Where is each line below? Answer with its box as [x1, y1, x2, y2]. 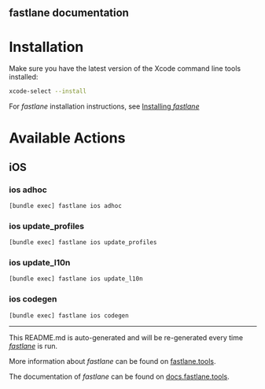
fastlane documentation [9, 6, 129, 20]
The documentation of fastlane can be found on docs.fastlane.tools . [9, 372, 230, 381]
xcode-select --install [9, 87, 87, 95]
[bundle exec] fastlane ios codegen [9, 311, 129, 320]
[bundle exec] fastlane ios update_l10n [9, 275, 144, 283]
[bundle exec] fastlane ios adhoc [9, 202, 123, 210]
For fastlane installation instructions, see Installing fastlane [9, 102, 200, 111]
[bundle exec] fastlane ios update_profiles [9, 239, 157, 246]
